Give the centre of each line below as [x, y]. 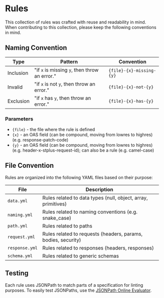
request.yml [21, 237]
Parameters [19, 119]
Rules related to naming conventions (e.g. [90, 212]
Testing [17, 273]
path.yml [18, 226]
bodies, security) [62, 240]
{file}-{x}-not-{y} [131, 87]
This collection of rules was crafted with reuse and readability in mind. [76, 22]
